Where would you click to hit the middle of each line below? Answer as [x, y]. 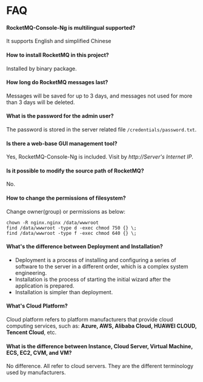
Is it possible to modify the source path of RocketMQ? [75, 171]
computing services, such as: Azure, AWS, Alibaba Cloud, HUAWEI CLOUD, [101, 326]
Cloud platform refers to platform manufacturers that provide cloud [90, 320]
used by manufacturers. [36, 372]
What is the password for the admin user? [60, 116]
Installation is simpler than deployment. [64, 292]
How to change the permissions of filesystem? [66, 198]
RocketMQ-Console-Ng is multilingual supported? [71, 27]
